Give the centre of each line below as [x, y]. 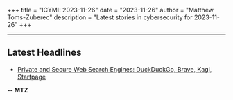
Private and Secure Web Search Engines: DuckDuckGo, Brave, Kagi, [114, 69]
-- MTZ [18, 90]
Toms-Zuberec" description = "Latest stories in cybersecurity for [100, 17]
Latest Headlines [44, 53]
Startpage [32, 77]
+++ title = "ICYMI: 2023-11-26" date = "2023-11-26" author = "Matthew [110, 10]
